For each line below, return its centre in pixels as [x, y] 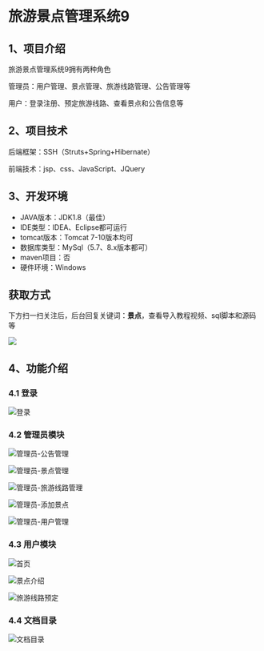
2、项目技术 [38, 131]
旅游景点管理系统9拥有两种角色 [60, 69]
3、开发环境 [38, 197]
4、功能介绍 [38, 368]
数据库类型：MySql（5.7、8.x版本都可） [86, 247]
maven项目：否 [45, 257]
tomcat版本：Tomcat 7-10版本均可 [76, 237]
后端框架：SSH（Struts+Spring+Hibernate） [81, 151]
